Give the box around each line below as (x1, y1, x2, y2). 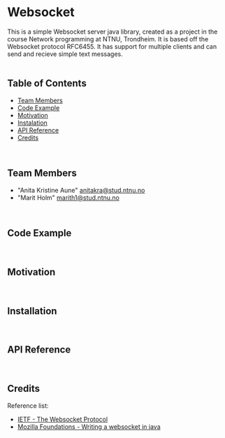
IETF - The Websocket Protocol (17, 415, 108, 423)
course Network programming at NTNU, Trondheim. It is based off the (7, 34, 209, 43)
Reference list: (7, 401, 49, 410)
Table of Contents (7, 78, 87, 90)
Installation (7, 305, 57, 317)
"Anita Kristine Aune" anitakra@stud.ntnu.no (17, 186, 145, 194)
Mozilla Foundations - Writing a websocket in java (17, 422, 161, 431)
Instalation (17, 118, 48, 127)
